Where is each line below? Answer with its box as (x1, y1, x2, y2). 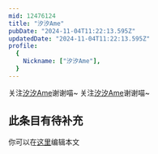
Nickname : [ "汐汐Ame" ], (23, 58, 101, 66)
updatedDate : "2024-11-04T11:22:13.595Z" (8, 34, 151, 43)
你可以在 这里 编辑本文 (8, 137, 79, 147)
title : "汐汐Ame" (8, 19, 65, 28)
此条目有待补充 (8, 114, 83, 128)
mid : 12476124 (8, 11, 57, 20)
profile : (8, 42, 38, 50)
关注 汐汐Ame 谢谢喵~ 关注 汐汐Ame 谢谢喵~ (8, 88, 150, 97)
